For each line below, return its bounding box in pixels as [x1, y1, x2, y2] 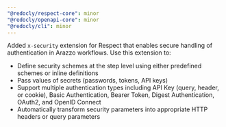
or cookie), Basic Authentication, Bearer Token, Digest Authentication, [16, 91, 214, 99]
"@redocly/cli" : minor [7, 23, 72, 29]
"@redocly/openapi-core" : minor [7, 16, 99, 23]
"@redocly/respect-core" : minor [7, 10, 99, 17]
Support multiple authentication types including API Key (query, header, [16, 83, 219, 92]
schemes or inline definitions [16, 69, 99, 77]
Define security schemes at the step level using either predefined [16, 62, 202, 70]
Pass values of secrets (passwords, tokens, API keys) [16, 76, 168, 85]
